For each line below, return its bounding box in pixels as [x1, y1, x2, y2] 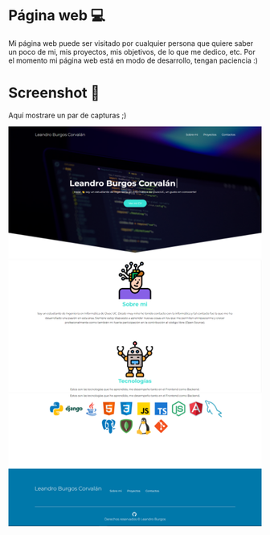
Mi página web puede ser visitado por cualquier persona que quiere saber [8, 38, 254, 48]
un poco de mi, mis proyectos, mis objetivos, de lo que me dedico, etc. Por [8, 47, 256, 56]
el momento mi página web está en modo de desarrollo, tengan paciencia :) [8, 56, 259, 65]
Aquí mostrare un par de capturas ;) [8, 110, 127, 120]
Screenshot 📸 [8, 84, 100, 102]
